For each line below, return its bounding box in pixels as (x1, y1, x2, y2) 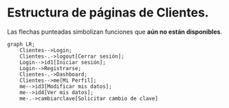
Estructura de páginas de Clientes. (7, 5, 209, 21)
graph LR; (7, 41, 36, 47)
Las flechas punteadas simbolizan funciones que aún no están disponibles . (7, 28, 222, 36)
